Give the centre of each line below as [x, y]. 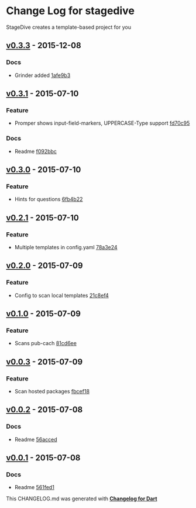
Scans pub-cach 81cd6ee [46, 343]
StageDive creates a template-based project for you [69, 27]
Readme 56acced [36, 439]
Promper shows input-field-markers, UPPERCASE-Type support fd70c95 [102, 123]
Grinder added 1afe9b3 [42, 75]
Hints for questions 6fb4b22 [49, 199]
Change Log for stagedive [70, 11]
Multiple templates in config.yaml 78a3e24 [66, 247]
